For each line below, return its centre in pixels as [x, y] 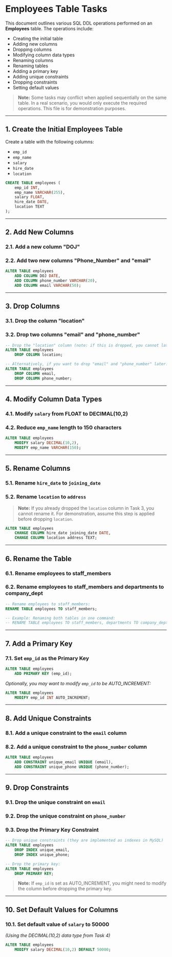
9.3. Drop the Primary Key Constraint [52, 830]
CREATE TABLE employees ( [33, 183]
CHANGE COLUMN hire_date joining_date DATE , [63, 533]
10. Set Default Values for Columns [62, 910]
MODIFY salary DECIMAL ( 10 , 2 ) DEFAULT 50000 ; [63, 949]
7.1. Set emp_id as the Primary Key [47, 658]
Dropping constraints [35, 82]
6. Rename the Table [38, 559]
